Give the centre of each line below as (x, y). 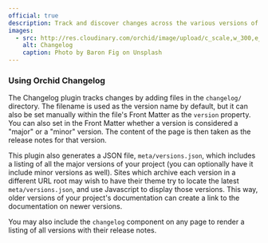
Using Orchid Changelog (57, 80)
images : (21, 30)
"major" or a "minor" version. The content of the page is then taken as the (130, 131)
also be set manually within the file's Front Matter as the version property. (130, 115)
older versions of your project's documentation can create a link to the (124, 198)
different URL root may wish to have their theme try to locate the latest (124, 181)
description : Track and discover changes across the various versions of (134, 23)
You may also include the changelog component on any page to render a (126, 222)
